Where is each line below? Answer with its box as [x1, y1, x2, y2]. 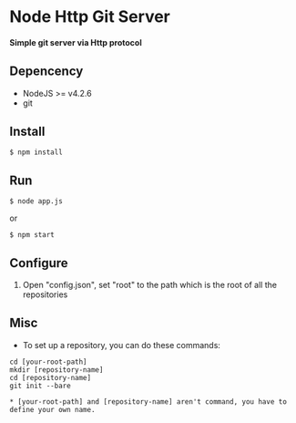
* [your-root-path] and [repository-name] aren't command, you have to [9, 397, 287, 407]
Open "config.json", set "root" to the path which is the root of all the [22, 280, 278, 291]
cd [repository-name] [9, 373, 92, 382]
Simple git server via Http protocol [9, 36, 143, 47]
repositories [22, 289, 68, 300]
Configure [9, 255, 68, 271]
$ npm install [9, 148, 64, 157]
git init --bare [9, 381, 71, 390]
